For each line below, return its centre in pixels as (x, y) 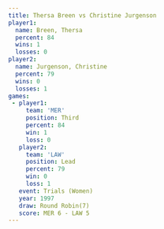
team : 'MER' (45, 111)
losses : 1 (31, 89)
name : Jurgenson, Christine (61, 67)
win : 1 (36, 132)
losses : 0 (31, 52)
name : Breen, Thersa (49, 30)
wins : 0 (28, 81)
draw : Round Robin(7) (54, 205)
